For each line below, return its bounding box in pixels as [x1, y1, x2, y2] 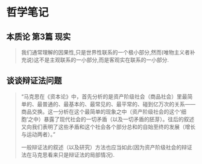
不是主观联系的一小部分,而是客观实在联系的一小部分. [39, 56, 169, 64]
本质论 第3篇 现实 [6, 31, 71, 42]
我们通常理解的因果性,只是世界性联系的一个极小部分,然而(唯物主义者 [21, 49, 190, 56]
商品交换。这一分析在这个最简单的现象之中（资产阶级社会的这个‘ [21, 108, 181, 115]
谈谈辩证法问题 [6, 76, 62, 86]
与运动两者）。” [21, 131, 55, 138]
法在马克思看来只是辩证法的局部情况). [21, 151, 115, 158]
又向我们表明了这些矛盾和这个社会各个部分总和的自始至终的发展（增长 [21, 123, 196, 130]
